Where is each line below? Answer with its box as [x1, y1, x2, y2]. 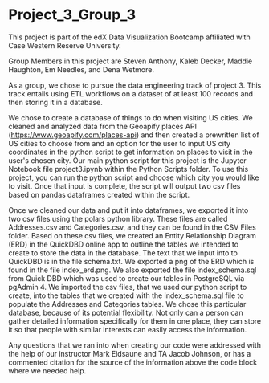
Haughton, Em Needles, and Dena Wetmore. [8, 64, 155, 74]
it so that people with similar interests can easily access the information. [8, 324, 247, 334]
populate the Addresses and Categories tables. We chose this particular [8, 299, 247, 308]
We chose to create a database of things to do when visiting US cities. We [8, 112, 253, 122]
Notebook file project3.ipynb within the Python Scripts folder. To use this [8, 164, 249, 173]
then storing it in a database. [8, 97, 103, 107]
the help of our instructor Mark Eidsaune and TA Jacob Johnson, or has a [8, 348, 251, 358]
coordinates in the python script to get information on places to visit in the [8, 147, 253, 157]
